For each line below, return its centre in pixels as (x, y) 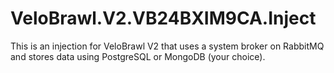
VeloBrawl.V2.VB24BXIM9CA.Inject (163, 18)
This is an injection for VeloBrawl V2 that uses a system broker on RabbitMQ (167, 46)
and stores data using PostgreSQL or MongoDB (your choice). (138, 56)
